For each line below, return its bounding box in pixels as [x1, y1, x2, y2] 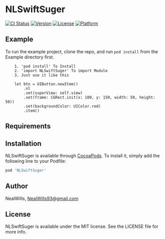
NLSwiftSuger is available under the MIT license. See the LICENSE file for [5, 223, 159, 229]
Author [5, 182, 28, 191]
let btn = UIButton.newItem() [14, 81, 79, 87]
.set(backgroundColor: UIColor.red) [23, 104, 101, 109]
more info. [5, 229, 27, 235]
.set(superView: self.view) [23, 90, 83, 95]
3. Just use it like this [14, 73, 70, 78]
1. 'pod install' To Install [14, 63, 76, 69]
